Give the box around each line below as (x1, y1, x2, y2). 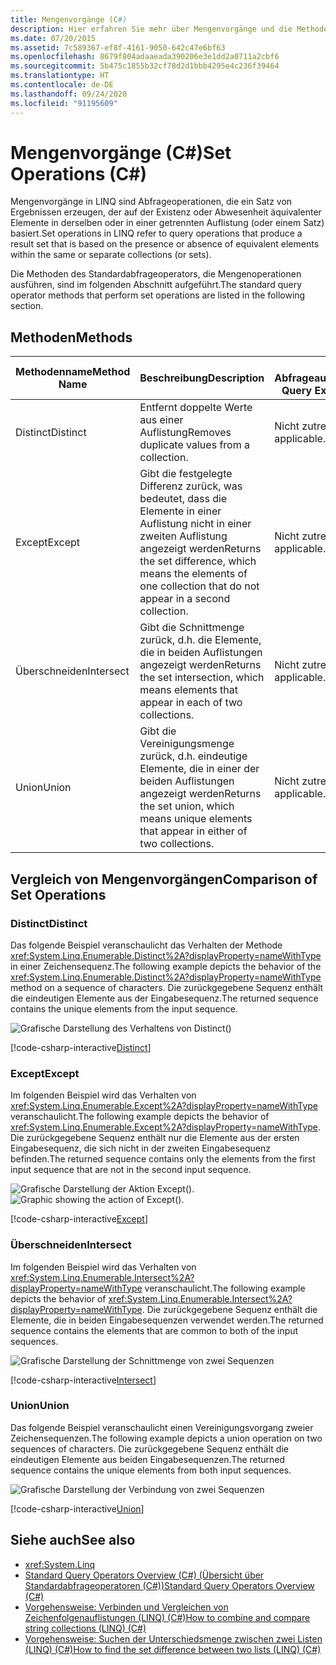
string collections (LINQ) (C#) (24, 1622, 147, 1634)
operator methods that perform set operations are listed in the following (10, 289, 306, 301)
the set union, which (139, 799, 235, 813)
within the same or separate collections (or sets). (10, 249, 212, 261)
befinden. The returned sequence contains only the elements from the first (10, 1153, 316, 1165)
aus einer (139, 413, 184, 427)
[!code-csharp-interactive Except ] (10, 1213, 149, 1225)
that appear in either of (139, 824, 248, 838)
